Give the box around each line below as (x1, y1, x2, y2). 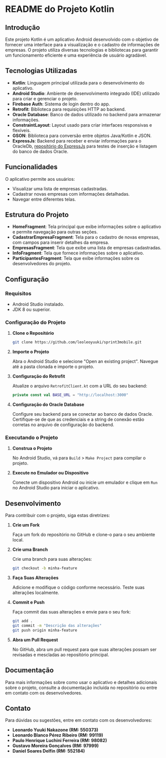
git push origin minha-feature (12, 627, 78, 633)
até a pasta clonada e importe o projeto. (12, 364, 94, 370)
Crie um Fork (12, 522, 40, 528)
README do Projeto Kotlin (5, 3, 114, 15)
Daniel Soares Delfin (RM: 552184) (12, 748, 85, 754)
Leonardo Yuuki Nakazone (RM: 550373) (12, 727, 98, 733)
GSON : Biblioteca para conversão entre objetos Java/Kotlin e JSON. (12, 133, 152, 139)
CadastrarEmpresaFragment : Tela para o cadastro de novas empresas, (12, 234, 160, 240)
